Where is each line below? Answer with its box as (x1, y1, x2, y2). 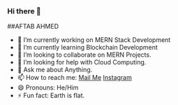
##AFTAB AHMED (7, 22, 59, 31)
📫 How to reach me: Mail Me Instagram (17, 73, 133, 82)
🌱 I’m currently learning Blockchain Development (17, 43, 158, 52)
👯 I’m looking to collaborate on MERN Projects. (17, 50, 151, 59)
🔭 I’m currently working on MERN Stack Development (17, 36, 171, 44)
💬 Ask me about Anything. (17, 66, 93, 74)
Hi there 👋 (7, 6, 42, 16)
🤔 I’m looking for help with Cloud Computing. (17, 58, 147, 66)
